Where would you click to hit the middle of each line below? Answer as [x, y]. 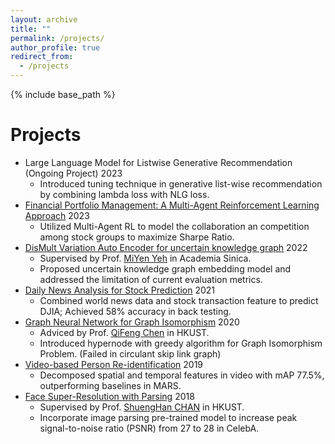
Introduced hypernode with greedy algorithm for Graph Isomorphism [181, 343]
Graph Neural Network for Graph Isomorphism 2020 [132, 322]
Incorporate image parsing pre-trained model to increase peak [168, 417]
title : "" [31, 29]
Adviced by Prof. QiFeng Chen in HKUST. [124, 332]
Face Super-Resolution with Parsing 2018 [109, 396]
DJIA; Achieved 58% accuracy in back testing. [135, 311]
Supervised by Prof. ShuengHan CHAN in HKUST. [142, 407]
